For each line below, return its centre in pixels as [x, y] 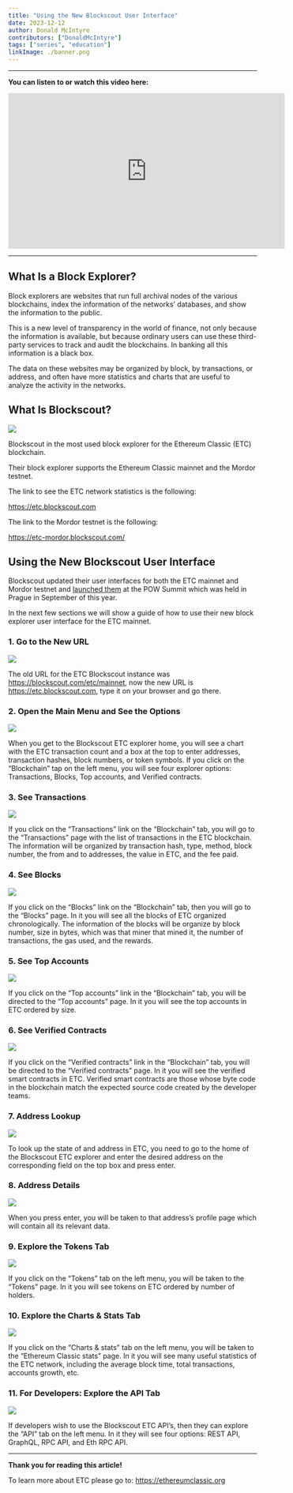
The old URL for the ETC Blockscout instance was [89, 674]
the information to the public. [55, 312]
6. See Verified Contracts [58, 1030]
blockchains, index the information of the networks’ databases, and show [128, 304]
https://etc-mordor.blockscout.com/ [67, 537]
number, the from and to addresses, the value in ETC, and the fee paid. [124, 855]
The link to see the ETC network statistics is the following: [102, 491]
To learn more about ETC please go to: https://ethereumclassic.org [117, 1480]
